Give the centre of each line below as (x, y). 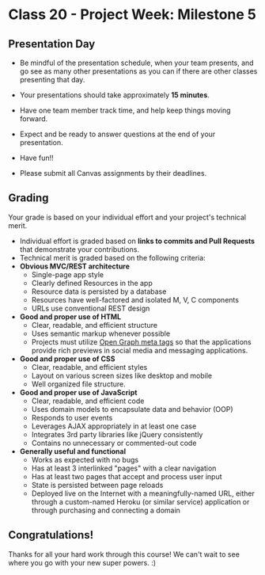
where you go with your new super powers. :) (82, 562)
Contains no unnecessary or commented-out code (114, 443)
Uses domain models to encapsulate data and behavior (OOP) (132, 409)
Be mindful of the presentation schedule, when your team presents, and (137, 63)
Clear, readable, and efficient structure (95, 325)
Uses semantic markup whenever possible (101, 333)
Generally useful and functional (73, 451)
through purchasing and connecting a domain (106, 510)
